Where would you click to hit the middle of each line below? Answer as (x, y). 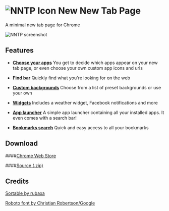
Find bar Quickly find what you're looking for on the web (71, 78)
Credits (17, 181)
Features (19, 50)
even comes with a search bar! (44, 118)
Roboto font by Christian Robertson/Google (50, 203)
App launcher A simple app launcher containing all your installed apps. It (88, 112)
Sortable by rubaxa (25, 193)
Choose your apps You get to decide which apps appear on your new (85, 63)
